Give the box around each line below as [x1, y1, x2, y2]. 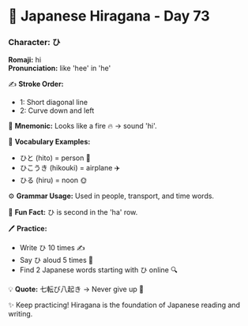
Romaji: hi [8, 55, 42, 65]
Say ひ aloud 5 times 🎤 [19, 256, 93, 265]
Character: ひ [8, 37, 61, 48]
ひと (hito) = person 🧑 [19, 153, 91, 163]
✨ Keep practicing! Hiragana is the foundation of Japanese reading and [8, 300, 241, 310]
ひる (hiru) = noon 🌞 [19, 175, 88, 185]
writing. [8, 309, 33, 319]
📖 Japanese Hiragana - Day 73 [8, 7, 211, 25]
